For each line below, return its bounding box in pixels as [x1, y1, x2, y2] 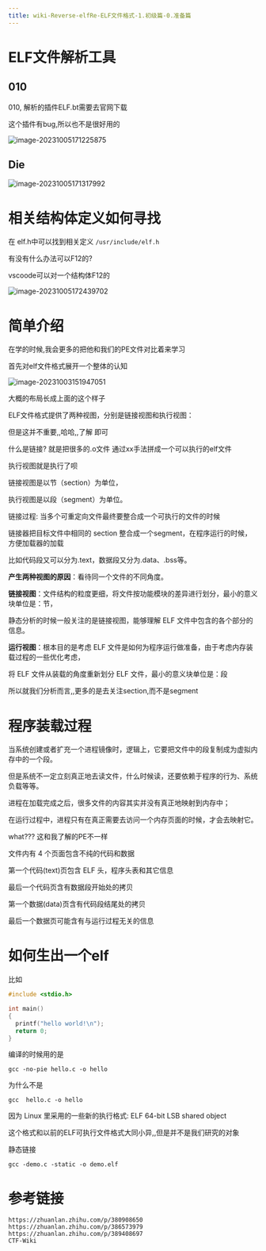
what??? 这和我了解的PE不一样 [8, 832, 108, 842]
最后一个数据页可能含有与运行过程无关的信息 [8, 916, 154, 926]
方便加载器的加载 [8, 539, 64, 548]
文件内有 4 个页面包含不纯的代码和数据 [8, 849, 135, 858]
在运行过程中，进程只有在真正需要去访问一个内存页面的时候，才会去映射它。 [8, 815, 258, 825]
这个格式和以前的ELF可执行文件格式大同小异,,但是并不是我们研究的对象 [8, 1128, 240, 1138]
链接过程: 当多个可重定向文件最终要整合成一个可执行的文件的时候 [8, 512, 220, 521]
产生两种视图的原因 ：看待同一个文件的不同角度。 [8, 572, 168, 581]
